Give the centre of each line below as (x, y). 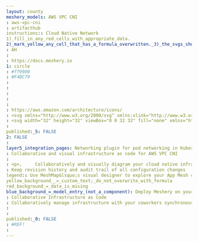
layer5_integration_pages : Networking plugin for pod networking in (92, 148)
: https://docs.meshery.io (39, 60)
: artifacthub (24, 28)
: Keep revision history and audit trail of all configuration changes (96, 170)
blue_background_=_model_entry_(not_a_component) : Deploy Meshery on (93, 191)
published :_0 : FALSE (32, 219)
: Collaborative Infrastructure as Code (57, 197)
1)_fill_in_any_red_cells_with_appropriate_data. (68, 39)
